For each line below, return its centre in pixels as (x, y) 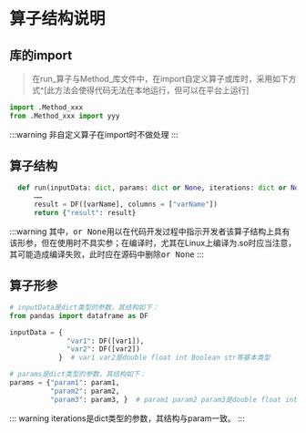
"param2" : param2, (85, 391)
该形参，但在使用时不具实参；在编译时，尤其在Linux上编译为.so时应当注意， (153, 243)
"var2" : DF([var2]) (104, 349)
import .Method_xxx (46, 108)
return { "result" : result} (85, 213)
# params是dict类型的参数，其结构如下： (78, 375)
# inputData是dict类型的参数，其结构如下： (84, 307)
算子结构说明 (58, 19)
